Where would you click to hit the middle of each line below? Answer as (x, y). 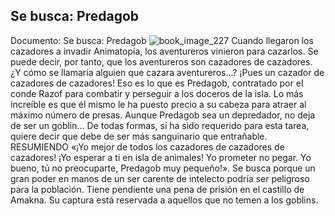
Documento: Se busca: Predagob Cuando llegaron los (162, 40)
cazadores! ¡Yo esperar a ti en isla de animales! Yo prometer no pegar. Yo (161, 157)
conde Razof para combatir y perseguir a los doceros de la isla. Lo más (157, 93)
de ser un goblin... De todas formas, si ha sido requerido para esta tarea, (160, 125)
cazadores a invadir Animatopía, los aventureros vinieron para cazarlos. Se (164, 51)
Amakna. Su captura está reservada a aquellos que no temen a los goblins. (164, 200)
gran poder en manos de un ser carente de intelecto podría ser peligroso (160, 178)
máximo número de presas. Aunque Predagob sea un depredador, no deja (163, 115)
